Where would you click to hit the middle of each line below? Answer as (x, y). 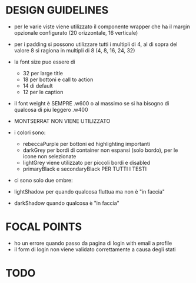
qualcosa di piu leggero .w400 (51, 109)
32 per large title (43, 73)
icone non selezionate (49, 156)
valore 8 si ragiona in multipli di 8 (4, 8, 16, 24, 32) (74, 50)
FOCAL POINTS (44, 227)
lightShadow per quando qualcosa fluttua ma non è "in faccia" (89, 191)
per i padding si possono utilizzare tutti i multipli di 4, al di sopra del (96, 44)
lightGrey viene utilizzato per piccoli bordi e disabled (87, 162)
